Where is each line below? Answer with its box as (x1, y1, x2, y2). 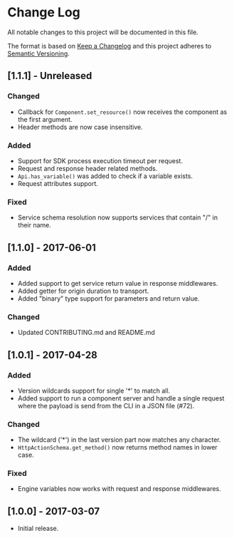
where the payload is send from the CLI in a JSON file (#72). (17, 401, 195, 410)
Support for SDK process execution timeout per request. (17, 156, 184, 165)
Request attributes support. (17, 179, 98, 187)
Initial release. (17, 524, 59, 533)
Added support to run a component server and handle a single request (17, 393, 225, 403)
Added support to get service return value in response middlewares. (17, 279, 218, 287)
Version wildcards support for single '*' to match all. (17, 386, 171, 395)
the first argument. (17, 115, 73, 123)
